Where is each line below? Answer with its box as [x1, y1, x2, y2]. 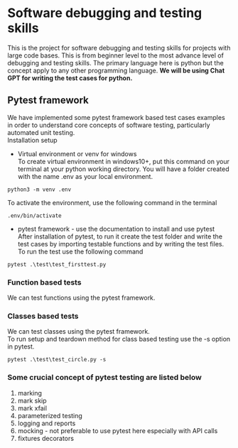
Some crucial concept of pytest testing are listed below [7, 373, 202, 383]
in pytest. [7, 342, 35, 351]
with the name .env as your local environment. [17, 172, 153, 180]
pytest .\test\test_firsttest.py [7, 261, 107, 268]
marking [17, 388, 43, 397]
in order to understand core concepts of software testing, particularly [7, 121, 211, 129]
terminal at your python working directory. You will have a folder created [17, 165, 229, 173]
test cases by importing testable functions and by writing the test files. [17, 239, 225, 248]
